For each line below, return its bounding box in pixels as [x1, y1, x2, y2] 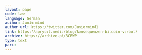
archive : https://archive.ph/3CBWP [5, 34, 77, 39]
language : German [5, 16, 40, 21]
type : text [5, 38, 27, 43]
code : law [5, 11, 25, 16]
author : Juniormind [5, 20, 45, 25]
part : [5, 43, 16, 47]
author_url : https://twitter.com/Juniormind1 [5, 25, 98, 30]
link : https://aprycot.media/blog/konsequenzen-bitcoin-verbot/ [5, 29, 138, 34]
